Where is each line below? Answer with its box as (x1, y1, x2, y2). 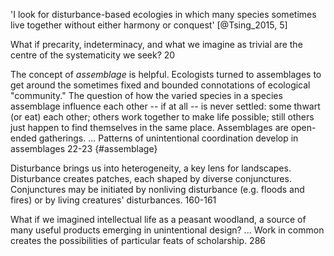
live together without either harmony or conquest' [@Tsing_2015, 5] (10, 19, 288, 31)
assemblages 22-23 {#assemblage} (10, 143, 158, 154)
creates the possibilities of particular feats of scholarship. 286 (10, 235, 266, 246)
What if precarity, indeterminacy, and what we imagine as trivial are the (10, 39, 303, 50)
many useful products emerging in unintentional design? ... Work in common (10, 224, 325, 236)
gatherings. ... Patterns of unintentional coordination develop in (38, 132, 299, 144)
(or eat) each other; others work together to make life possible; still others (10, 111, 315, 123)
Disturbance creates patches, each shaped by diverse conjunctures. (10, 173, 292, 184)
